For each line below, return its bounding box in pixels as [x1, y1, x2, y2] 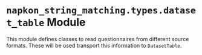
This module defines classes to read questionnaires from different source [6, 35, 189, 42]
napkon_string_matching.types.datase [6, 5, 197, 16]
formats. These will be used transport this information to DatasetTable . [6, 42, 182, 49]
